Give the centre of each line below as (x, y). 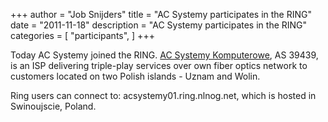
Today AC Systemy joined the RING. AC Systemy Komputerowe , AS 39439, (164, 55)
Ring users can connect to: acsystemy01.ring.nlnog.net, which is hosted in (163, 95)
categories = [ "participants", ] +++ (82, 35)
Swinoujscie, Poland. (53, 106)
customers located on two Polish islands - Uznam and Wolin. (135, 76)
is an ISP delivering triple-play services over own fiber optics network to (159, 65)
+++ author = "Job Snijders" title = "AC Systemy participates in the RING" (161, 14)
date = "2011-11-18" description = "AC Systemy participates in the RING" (159, 25)
